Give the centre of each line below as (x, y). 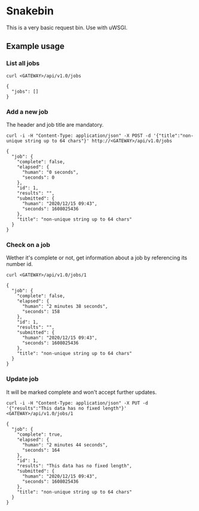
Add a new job (27, 112)
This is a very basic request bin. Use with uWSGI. (67, 27)
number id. (19, 264)
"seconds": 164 (41, 450)
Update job (22, 379)
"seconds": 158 (41, 312)
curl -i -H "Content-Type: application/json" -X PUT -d (77, 403)
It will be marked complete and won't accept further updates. (82, 392)
